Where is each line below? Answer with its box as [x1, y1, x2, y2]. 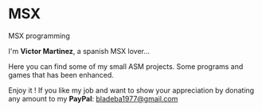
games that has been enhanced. [8, 70, 114, 79]
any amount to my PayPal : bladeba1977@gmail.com [8, 94, 178, 103]
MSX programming [8, 31, 70, 40]
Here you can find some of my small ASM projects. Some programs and [8, 61, 244, 71]
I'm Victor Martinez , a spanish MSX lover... [8, 46, 150, 55]
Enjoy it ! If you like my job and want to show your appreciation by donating [8, 85, 255, 95]
